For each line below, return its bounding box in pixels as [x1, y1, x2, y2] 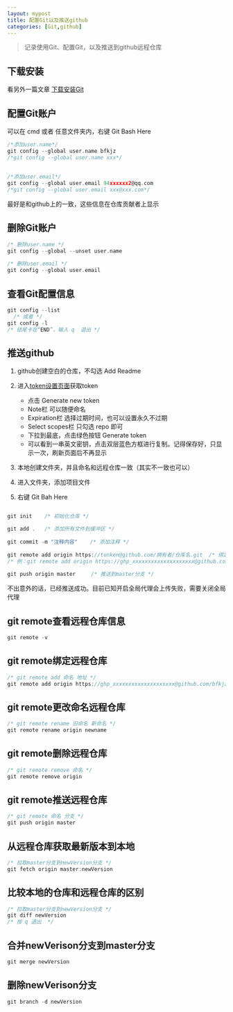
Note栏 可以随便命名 [27, 405, 87, 414]
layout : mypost [7, 10, 51, 17]
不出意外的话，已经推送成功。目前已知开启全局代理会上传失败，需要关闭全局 [7, 584, 226, 593]
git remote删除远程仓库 [7, 748, 107, 760]
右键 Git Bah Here [17, 493, 68, 501]
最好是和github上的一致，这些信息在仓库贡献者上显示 [7, 200, 159, 208]
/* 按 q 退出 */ [7, 919, 54, 926]
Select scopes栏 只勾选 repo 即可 [27, 422, 123, 431]
